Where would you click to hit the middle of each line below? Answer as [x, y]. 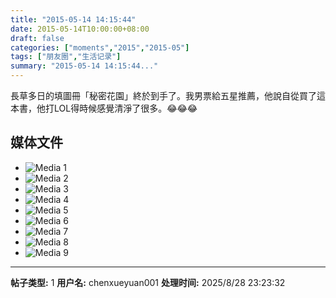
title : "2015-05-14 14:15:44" [73, 19]
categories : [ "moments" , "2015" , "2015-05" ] [100, 47]
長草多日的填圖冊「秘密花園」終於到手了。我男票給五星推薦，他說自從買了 [163, 95]
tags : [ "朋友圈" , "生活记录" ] [66, 57]
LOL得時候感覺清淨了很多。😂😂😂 [125, 108]
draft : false [37, 38]
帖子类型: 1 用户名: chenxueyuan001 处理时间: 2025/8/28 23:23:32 [148, 282]
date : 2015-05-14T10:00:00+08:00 [80, 29]
